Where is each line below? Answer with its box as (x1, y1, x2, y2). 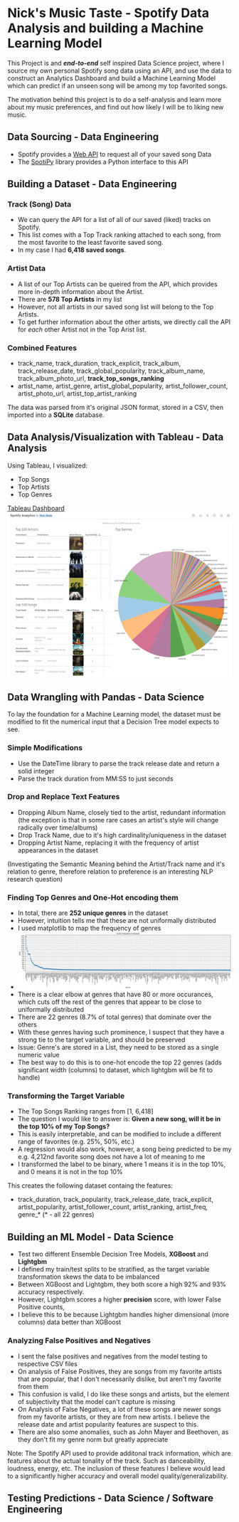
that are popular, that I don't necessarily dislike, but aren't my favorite (17, 1375, 222, 1383)
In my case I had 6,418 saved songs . (17, 245, 127, 254)
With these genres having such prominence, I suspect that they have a (17, 1028, 225, 1037)
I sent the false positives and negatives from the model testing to (17, 1352, 208, 1360)
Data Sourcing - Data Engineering (7, 131, 159, 143)
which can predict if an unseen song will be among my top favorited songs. (7, 81, 228, 90)
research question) (7, 874, 63, 883)
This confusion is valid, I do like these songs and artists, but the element (17, 1390, 230, 1398)
